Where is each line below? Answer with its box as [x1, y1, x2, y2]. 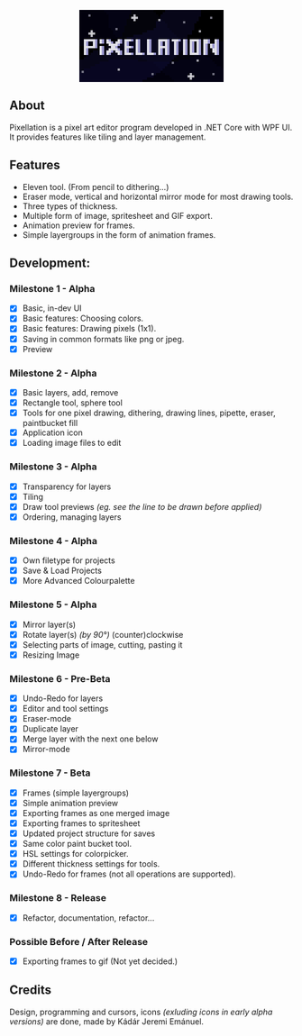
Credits [9, 983, 52, 998]
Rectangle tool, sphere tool [22, 397, 124, 408]
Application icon [22, 427, 83, 438]
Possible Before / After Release [9, 935, 149, 948]
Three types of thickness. [22, 200, 118, 212]
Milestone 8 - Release [9, 892, 106, 904]
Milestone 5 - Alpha [9, 598, 97, 611]
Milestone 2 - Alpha [9, 367, 97, 379]
